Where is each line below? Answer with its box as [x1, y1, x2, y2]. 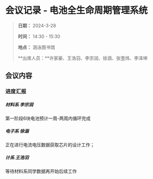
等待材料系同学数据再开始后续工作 [5, 168, 77, 174]
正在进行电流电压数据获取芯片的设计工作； [5, 142, 95, 148]
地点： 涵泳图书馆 [17, 44, 55, 50]
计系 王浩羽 [5, 154, 29, 161]
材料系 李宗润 [5, 101, 34, 108]
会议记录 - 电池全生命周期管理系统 [5, 5, 148, 16]
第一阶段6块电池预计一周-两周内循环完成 [5, 115, 91, 121]
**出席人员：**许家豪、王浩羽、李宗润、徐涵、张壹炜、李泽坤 [17, 55, 148, 61]
